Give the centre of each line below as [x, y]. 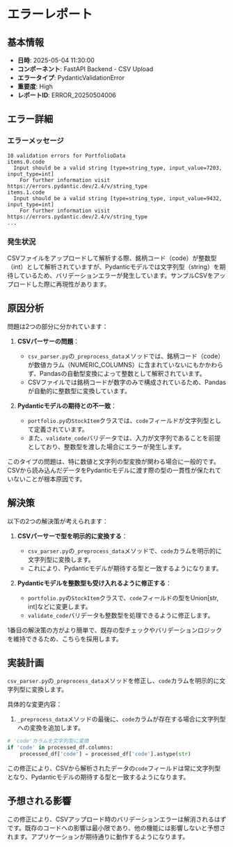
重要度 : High [35, 86]
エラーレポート [50, 14]
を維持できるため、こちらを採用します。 [65, 639]
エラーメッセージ [35, 141]
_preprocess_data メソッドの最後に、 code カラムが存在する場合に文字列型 [121, 719]
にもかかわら [205, 365]
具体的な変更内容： [35, 704]
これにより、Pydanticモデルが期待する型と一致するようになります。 [125, 568]
